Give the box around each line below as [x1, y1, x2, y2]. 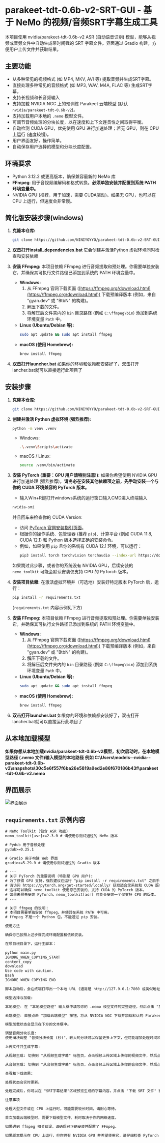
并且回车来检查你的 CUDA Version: [12, 514, 82, 520]
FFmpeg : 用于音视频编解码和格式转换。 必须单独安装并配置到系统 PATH [12, 179, 156, 185]
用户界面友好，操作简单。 [12, 137, 64, 143]
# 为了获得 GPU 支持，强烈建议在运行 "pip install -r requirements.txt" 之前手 [5, 879, 160, 883]
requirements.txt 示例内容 [5, 816, 85, 824]
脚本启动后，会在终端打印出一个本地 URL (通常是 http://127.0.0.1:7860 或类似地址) [5, 986, 163, 991]
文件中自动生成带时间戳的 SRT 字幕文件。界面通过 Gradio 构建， [22, 40, 152, 46]
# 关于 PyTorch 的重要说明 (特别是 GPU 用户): [5, 874, 93, 879]
